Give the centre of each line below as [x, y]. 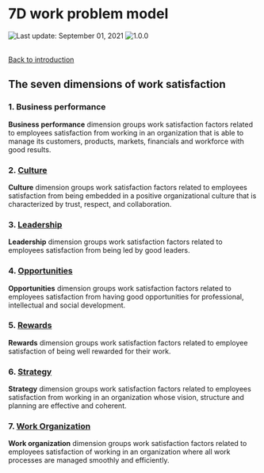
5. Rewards [30, 326]
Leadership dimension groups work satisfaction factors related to [116, 242]
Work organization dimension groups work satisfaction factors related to [128, 444]
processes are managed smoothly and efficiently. [89, 460]
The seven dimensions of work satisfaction [117, 84]
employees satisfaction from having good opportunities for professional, [126, 296]
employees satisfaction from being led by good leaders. [99, 250]
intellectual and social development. [67, 305]
